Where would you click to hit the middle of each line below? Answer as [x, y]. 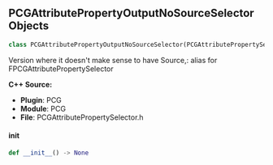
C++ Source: [30, 84]
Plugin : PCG [41, 99]
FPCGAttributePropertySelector [61, 69]
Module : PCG [43, 108]
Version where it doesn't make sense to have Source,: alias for [113, 60]
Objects [29, 26]
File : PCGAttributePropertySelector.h [82, 117]
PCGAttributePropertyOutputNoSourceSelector [131, 13]
